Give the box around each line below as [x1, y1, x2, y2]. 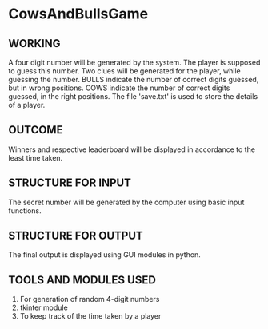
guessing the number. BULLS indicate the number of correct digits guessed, [8, 75, 259, 84]
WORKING [8, 37, 62, 50]
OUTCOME [8, 123, 63, 137]
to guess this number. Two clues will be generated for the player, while [8, 66, 242, 76]
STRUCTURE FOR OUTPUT [8, 229, 144, 243]
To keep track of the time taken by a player [19, 311, 162, 321]
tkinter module [19, 303, 68, 312]
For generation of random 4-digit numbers [19, 295, 160, 304]
